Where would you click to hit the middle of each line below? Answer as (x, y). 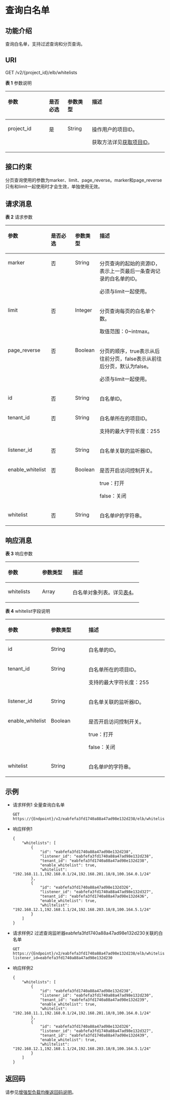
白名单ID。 (112, 399)
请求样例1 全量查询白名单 (38, 805)
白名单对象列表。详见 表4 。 (105, 592)
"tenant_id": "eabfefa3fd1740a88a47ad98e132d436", (94, 897)
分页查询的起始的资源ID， (130, 264)
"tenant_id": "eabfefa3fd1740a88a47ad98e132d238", (94, 861)
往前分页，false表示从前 (128, 359)
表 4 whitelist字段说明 (28, 611)
